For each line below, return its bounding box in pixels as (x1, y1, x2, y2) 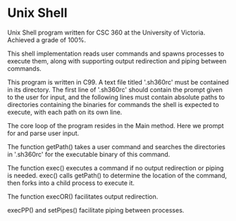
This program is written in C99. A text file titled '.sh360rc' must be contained (7, 77, 229, 86)
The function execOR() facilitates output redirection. (7, 192, 159, 201)
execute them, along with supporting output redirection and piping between (7, 56, 227, 65)
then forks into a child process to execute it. (7, 178, 135, 187)
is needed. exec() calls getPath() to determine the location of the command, (7, 171, 228, 179)
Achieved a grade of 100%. (7, 35, 87, 44)
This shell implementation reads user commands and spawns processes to (7, 49, 225, 58)
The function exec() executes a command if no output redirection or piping (7, 163, 224, 172)
